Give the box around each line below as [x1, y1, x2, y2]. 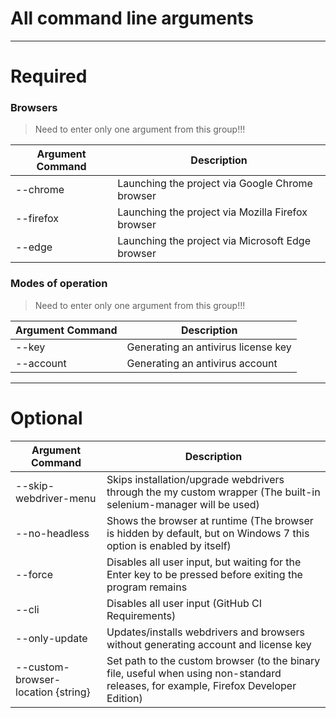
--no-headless [15, 526, 90, 540]
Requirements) [106, 608, 177, 622]
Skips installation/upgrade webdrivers [106, 472, 285, 486]
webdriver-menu [15, 491, 97, 505]
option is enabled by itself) [106, 538, 232, 552]
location [15, 685, 53, 699]
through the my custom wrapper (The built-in [106, 485, 321, 499]
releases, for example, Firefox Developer [106, 678, 297, 692]
